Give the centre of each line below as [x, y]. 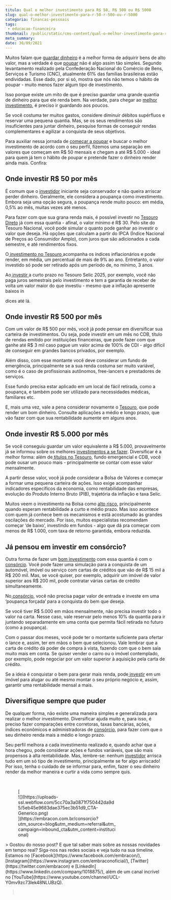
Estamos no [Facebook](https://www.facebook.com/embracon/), [73, 855]
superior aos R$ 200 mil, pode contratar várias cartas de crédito [73, 581]
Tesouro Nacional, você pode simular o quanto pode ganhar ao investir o [81, 228]
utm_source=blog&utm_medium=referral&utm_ [67, 824]
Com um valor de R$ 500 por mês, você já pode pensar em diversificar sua [84, 329]
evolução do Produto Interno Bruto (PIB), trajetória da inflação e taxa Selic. [83, 494]
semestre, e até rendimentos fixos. [41, 244]
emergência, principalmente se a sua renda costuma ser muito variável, [80, 366]
